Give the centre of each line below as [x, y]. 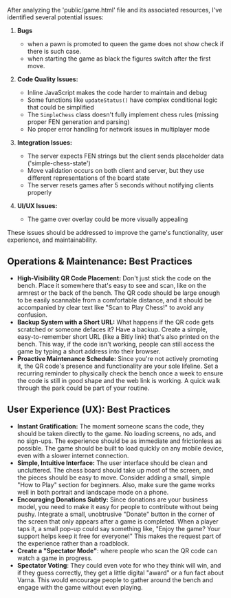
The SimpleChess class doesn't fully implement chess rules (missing [123, 114]
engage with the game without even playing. [80, 587]
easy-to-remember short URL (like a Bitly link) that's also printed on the [118, 336]
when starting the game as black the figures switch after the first [119, 59]
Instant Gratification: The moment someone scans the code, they [111, 426]
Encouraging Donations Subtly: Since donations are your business [112, 499]
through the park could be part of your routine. [83, 388]
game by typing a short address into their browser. [89, 351]
